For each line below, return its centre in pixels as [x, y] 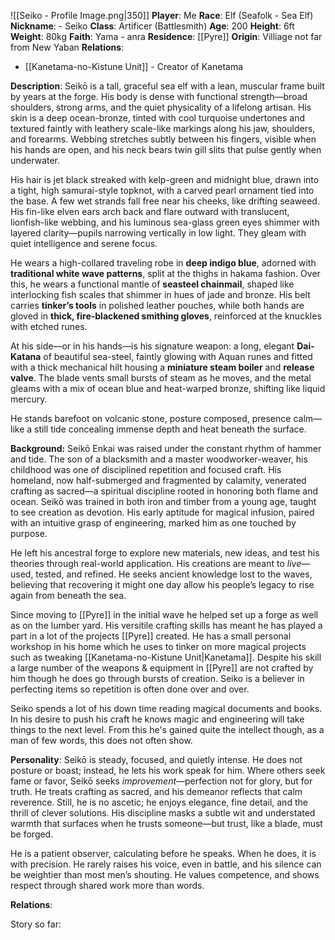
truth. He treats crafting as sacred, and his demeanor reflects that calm [156, 791]
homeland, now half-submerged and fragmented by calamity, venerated [158, 480]
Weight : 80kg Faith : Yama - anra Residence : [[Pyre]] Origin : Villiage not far [166, 36]
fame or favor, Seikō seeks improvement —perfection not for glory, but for [161, 781]
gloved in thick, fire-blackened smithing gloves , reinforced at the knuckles [166, 316]
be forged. [32, 834]
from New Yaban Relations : [67, 47]
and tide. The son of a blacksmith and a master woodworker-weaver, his [159, 459]
